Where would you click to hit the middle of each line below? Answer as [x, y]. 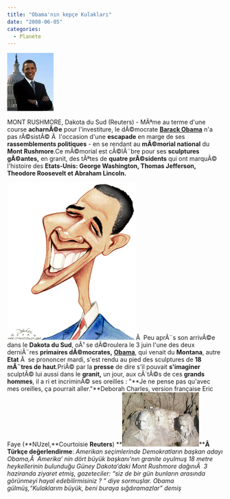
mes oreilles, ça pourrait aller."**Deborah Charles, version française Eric [110, 389]
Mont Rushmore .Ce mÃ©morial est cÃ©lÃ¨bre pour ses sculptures [103, 151]
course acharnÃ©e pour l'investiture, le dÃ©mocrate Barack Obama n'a [110, 129]
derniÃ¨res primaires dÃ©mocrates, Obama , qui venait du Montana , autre [114, 352]
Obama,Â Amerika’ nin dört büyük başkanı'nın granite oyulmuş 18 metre [110, 459]
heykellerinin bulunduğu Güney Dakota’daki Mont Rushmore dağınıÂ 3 [107, 466]
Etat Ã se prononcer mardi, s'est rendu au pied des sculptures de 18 [104, 360]
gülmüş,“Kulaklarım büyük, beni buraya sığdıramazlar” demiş [94, 488]
